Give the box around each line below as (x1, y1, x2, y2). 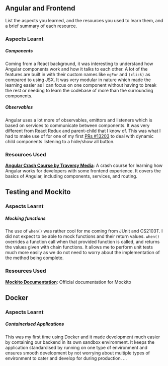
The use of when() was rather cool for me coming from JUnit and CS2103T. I (5, 228, 163, 234)
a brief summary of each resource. (5, 23, 77, 29)
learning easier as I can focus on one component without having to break (5, 82, 157, 88)
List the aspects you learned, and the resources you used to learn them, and (5, 17, 163, 23)
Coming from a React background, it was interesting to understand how (5, 60, 153, 67)
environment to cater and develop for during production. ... (5, 355, 127, 361)
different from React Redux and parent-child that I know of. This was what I (5, 128, 161, 134)
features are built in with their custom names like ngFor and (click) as (5, 71, 151, 77)
